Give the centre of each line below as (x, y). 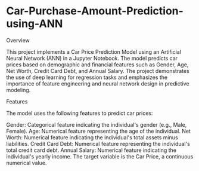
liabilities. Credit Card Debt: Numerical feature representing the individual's (98, 143)
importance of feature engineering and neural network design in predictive (98, 83)
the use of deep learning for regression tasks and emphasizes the (87, 77)
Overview (18, 40)
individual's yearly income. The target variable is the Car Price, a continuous (100, 156)
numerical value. (27, 163)
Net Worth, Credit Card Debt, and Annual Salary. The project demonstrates (98, 71)
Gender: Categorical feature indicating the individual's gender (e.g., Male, (97, 124)
